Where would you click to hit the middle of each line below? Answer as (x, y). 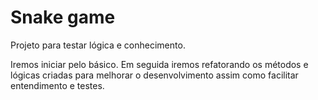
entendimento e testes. (57, 85)
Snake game (63, 17)
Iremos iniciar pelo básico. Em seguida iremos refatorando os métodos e (159, 64)
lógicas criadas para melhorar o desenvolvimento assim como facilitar (154, 75)
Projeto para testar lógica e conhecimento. (98, 45)
